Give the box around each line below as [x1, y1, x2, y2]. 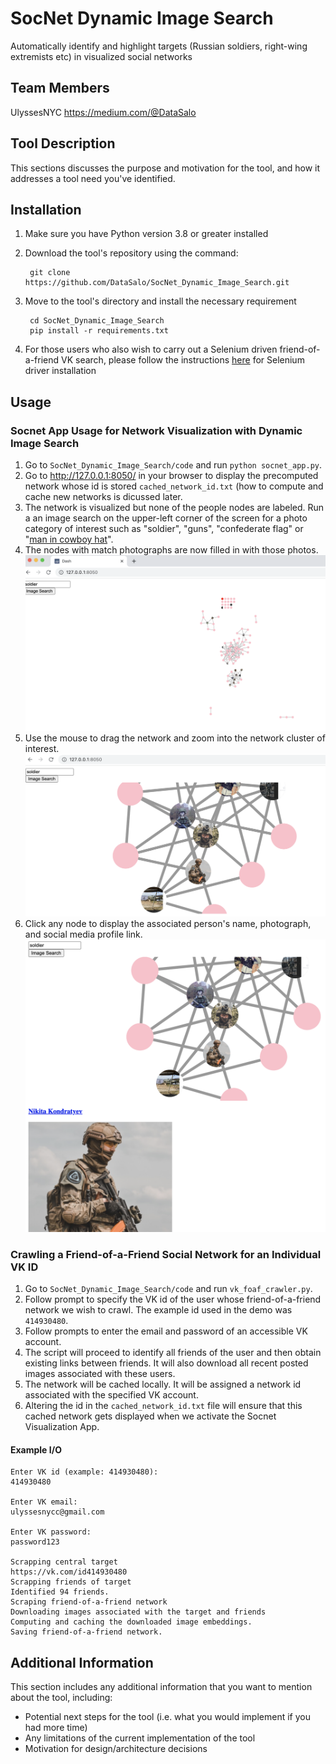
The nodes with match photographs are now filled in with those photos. [24, 544, 319, 556]
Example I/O [10, 1443, 62, 1456]
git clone [29, 268, 71, 278]
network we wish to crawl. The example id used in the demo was [24, 1304, 293, 1316]
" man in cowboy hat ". [24, 533, 114, 546]
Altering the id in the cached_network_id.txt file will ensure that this [24, 1400, 303, 1412]
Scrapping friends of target [10, 1577, 132, 1587]
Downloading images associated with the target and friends [10, 1607, 267, 1617]
